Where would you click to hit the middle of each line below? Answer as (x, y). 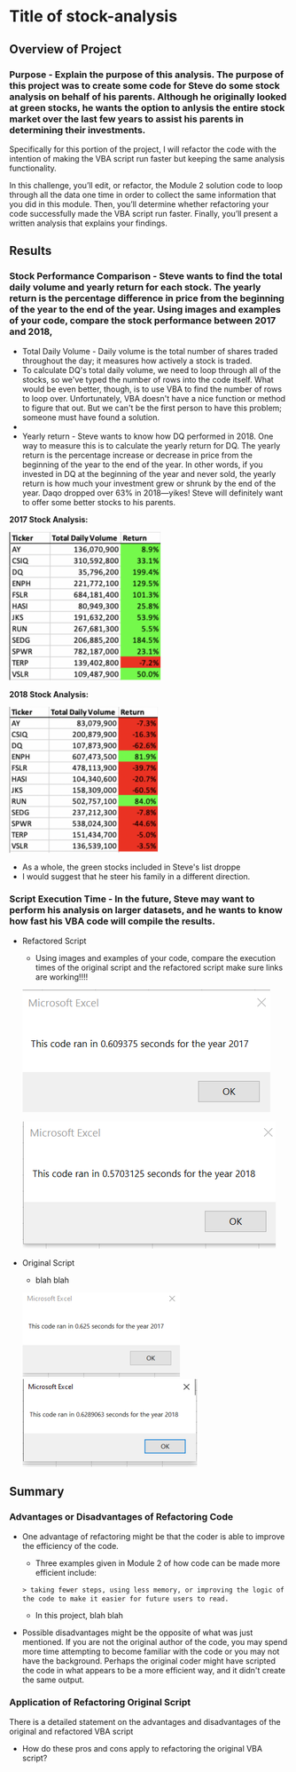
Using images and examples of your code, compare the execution (156, 958)
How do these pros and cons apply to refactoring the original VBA (142, 1748)
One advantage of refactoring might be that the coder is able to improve (153, 1536)
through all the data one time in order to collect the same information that (143, 195)
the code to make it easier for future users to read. (125, 1599)
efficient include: (66, 1572)
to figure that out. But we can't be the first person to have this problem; (152, 408)
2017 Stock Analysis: (49, 519)
